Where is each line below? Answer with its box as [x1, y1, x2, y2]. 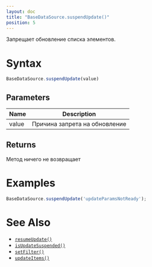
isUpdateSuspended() [14, 243, 66, 249]
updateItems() [14, 255, 50, 261]
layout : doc [6, 8, 35, 15]
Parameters [6, 92, 50, 102]
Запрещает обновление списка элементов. [6, 36, 116, 43]
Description [62, 110, 96, 118]
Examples [6, 177, 56, 190]
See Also [6, 216, 51, 229]
